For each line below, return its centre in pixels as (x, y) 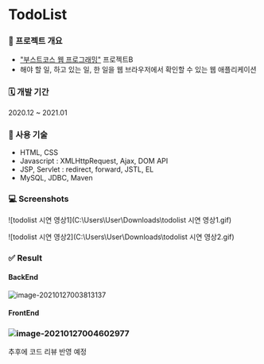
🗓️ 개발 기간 (29, 92)
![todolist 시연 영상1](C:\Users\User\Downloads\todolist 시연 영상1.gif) (120, 220)
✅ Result (25, 258)
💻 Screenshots (39, 199)
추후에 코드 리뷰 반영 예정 (48, 352)
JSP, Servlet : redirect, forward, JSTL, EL (87, 169)
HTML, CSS (39, 153)
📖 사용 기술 (28, 134)
